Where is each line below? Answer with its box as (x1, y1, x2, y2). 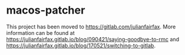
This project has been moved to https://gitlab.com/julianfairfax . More (6, 23, 176, 30)
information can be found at (6, 29, 75, 36)
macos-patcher (6, 4, 86, 17)
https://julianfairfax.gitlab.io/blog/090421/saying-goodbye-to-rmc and (6, 35, 180, 43)
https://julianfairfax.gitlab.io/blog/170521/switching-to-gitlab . (6, 42, 156, 49)
